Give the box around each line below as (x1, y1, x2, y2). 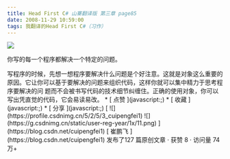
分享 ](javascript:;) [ (52, 104, 108, 112)
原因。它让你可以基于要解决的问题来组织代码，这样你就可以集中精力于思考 (7, 78, 217, 86)
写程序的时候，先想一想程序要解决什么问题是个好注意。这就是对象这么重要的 (7, 70, 223, 78)
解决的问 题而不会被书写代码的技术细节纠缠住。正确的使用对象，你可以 (18, 87, 219, 95)
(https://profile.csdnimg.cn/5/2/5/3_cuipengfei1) (7, 112, 143, 120)
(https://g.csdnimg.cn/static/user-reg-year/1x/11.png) (7, 119, 157, 127)
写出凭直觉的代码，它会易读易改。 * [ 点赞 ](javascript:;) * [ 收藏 (7, 95, 187, 103)
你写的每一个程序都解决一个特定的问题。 (7, 56, 121, 64)
